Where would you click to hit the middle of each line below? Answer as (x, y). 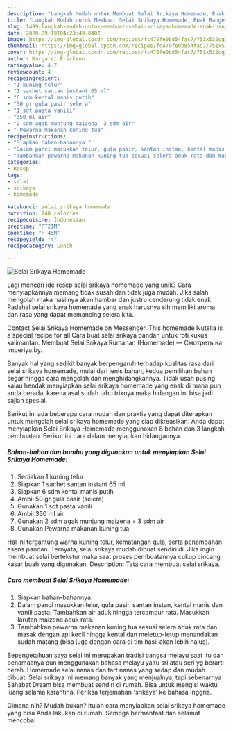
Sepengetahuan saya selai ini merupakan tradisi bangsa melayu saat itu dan (115, 655)
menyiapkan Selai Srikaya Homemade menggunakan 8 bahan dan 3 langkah (116, 429)
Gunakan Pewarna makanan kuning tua (73, 529)
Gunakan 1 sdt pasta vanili (54, 506)
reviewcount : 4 (29, 72)
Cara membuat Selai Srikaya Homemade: (68, 580)
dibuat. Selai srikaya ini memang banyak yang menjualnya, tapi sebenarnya (114, 677)
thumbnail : (23, 46)
